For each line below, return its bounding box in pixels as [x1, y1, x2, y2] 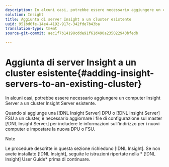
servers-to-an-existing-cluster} [5, 78, 142, 90]
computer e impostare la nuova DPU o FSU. [5, 126, 96, 132]
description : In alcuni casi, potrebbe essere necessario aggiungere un [5, 7, 161, 13]
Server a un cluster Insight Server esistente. [5, 100, 97, 106]
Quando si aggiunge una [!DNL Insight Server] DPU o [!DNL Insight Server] [5, 110, 160, 116]
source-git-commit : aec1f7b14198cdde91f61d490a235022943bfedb [5, 31, 138, 36]
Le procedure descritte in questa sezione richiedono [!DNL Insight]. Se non [5, 145, 161, 151]
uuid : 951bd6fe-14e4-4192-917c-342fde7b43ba [5, 21, 100, 27]
